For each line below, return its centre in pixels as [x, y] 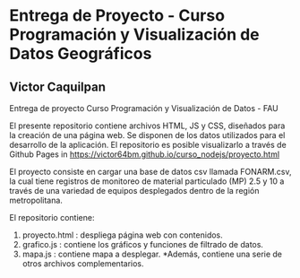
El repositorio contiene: [52, 217]
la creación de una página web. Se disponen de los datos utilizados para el [147, 135]
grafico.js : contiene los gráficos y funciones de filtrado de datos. [143, 244]
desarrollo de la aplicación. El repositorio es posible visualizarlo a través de [148, 145]
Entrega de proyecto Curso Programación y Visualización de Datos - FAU [144, 108]
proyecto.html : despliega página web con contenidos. [123, 235]
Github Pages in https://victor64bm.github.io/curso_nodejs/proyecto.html [145, 154]
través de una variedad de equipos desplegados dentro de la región [134, 191]
